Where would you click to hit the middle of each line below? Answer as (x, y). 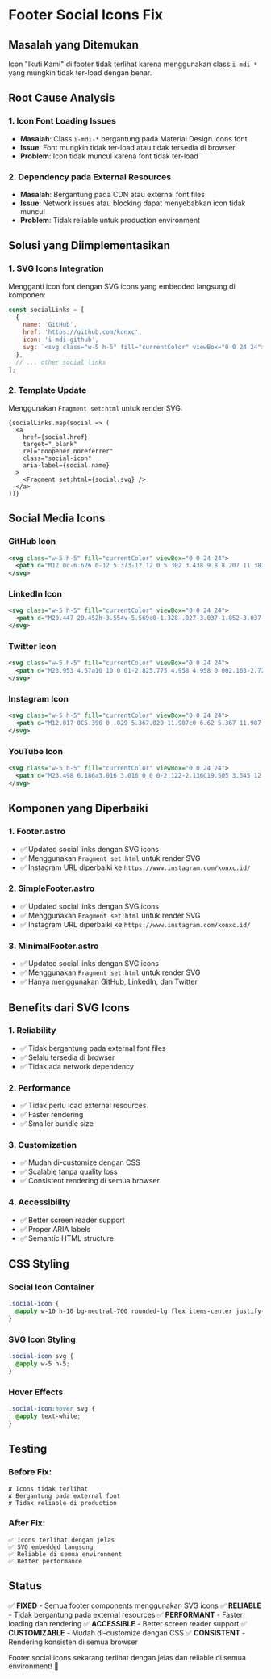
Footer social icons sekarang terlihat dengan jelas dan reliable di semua (127, 1657)
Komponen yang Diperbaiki (78, 809)
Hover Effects (36, 1392)
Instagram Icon (39, 698)
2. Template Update (48, 390)
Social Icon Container (51, 1287)
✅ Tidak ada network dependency (77, 1066)
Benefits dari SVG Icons (69, 1008)
